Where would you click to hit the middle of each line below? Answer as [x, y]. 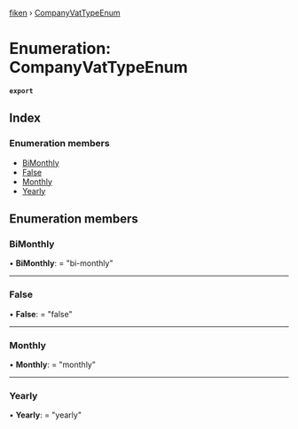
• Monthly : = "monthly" [52, 364]
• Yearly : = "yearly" [46, 415]
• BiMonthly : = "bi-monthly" [61, 263]
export [21, 91]
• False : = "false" [41, 314]
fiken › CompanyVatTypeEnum [65, 13]
